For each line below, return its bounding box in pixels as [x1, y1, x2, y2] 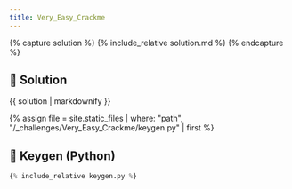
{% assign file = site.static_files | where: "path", [9, 113, 183, 124]
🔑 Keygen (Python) [9, 148, 116, 163]
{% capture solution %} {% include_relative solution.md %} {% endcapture [9, 37, 284, 48]
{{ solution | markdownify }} [9, 96, 111, 106]
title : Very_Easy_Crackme [9, 12, 105, 22]
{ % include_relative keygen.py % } [9, 172, 138, 181]
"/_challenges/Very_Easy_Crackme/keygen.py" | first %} [9, 122, 215, 133]
